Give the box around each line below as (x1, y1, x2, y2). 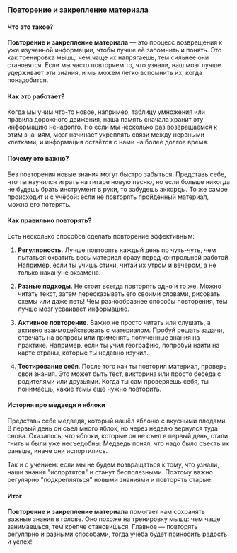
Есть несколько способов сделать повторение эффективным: (7, 232, 195, 240)
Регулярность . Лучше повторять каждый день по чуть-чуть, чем (17, 246, 216, 254)
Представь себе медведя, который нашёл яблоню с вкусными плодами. (7, 416, 228, 425)
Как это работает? (7, 92, 65, 101)
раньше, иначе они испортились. (7, 446, 108, 455)
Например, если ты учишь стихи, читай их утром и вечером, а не (17, 261, 217, 269)
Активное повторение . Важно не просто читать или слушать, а (17, 318, 211, 326)
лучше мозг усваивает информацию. (17, 304, 129, 313)
